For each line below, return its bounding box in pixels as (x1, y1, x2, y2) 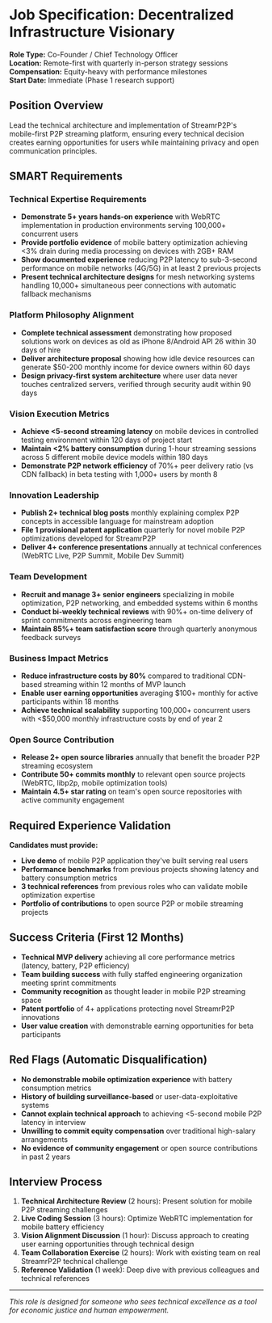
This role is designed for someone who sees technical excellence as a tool (9, 1297, 257, 1307)
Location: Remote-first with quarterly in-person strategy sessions (9, 58, 228, 68)
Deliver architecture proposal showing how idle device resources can (20, 353, 255, 363)
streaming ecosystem (20, 761, 94, 771)
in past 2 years (20, 1152, 71, 1161)
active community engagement (20, 795, 124, 805)
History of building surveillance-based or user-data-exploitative (20, 1091, 239, 1101)
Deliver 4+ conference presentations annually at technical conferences (20, 542, 262, 552)
